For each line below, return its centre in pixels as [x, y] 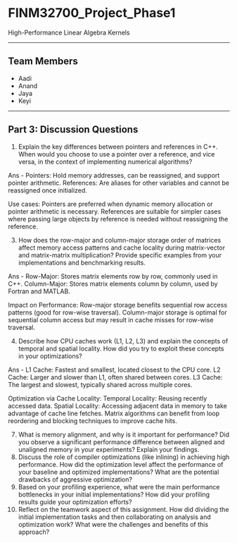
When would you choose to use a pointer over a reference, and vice [116, 154]
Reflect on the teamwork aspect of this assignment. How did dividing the [123, 509]
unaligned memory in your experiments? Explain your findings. [109, 449]
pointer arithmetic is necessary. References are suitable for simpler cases [115, 211]
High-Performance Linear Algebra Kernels [69, 32]
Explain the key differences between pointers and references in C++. [118, 147]
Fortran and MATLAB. [39, 291]
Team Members [43, 61]
